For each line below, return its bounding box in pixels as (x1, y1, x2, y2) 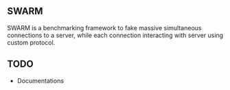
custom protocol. (7, 38, 56, 47)
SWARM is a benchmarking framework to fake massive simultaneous (7, 23, 202, 32)
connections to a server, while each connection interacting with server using (7, 31, 224, 39)
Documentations (16, 76, 64, 85)
